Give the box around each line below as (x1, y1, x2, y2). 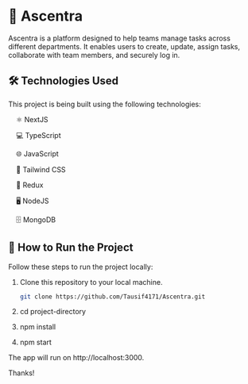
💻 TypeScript (15, 130, 61, 140)
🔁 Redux (15, 180, 44, 190)
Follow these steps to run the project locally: (8, 262, 153, 271)
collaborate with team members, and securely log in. (8, 50, 180, 60)
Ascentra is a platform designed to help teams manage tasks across (8, 33, 231, 43)
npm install (19, 322, 56, 332)
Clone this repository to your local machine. (19, 277, 163, 286)
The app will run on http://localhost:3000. (8, 353, 145, 363)
